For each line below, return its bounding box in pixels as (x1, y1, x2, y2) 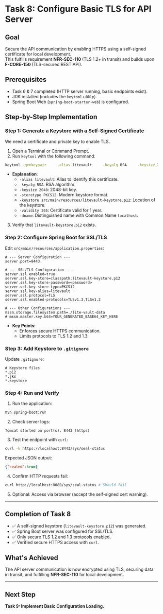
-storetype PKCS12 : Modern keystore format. (19, 192, 109, 198)
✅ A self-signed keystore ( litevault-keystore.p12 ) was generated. (12, 523, 147, 528)
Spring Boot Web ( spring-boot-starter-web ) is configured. (12, 99, 130, 105)
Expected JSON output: (5, 455, 52, 461)
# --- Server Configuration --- (5, 254, 70, 260)
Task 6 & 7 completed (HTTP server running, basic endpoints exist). (12, 88, 148, 94)
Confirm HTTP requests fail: (12, 473, 68, 479)
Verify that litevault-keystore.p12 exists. (12, 222, 96, 228)
